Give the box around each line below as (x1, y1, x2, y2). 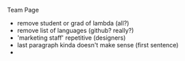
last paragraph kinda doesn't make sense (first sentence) (16, 41, 179, 49)
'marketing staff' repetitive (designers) (16, 34, 126, 42)
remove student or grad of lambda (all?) (16, 19, 129, 27)
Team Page (7, 6, 39, 14)
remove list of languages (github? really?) (16, 27, 134, 34)
